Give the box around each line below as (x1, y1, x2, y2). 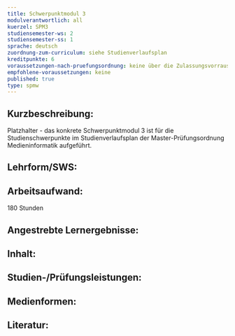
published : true (7, 75, 55, 83)
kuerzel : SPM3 (7, 23, 49, 30)
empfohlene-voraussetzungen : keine (7, 69, 111, 76)
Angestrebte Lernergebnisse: (7, 224, 139, 236)
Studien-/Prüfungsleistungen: (7, 272, 142, 283)
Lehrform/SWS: (7, 162, 78, 174)
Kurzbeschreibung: (7, 108, 94, 120)
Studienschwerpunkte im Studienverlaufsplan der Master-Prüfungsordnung (7, 134, 225, 142)
